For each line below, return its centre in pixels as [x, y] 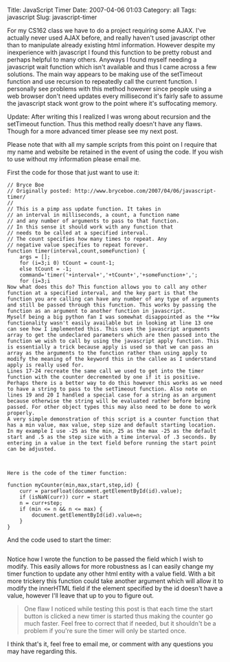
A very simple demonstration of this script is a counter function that [113, 419]
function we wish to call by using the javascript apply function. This [113, 341]
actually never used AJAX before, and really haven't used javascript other [111, 38]
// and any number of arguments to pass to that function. [93, 221]
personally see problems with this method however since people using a [109, 89]
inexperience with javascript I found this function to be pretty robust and [109, 52]
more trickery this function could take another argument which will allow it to [115, 581]
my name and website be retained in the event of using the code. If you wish [115, 152]
